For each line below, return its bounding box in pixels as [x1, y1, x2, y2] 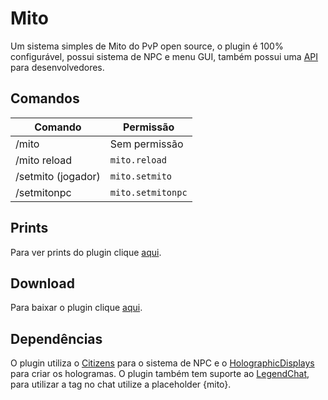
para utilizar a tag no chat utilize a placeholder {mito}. [10, 378, 232, 391]
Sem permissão [109, 137, 184, 151]
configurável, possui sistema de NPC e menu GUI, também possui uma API [10, 50, 319, 62]
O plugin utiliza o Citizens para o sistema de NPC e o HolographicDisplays [10, 357, 315, 369]
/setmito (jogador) [15, 169, 101, 183]
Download [10, 275, 75, 292]
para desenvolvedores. [10, 61, 105, 73]
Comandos [10, 90, 80, 107]
